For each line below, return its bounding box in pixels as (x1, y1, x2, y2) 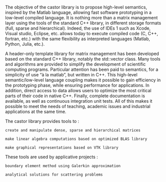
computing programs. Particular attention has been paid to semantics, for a (5, 66, 159, 72)
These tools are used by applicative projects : (5, 154, 98, 160)
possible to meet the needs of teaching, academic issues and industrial (5, 104, 151, 109)
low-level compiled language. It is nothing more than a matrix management (5, 15, 158, 20)
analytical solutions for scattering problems (5, 172, 103, 177)
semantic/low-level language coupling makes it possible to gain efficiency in (5, 77, 161, 83)
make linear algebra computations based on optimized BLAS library (5, 136, 148, 141)
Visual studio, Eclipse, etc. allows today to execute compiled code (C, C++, (5, 31, 159, 36)
